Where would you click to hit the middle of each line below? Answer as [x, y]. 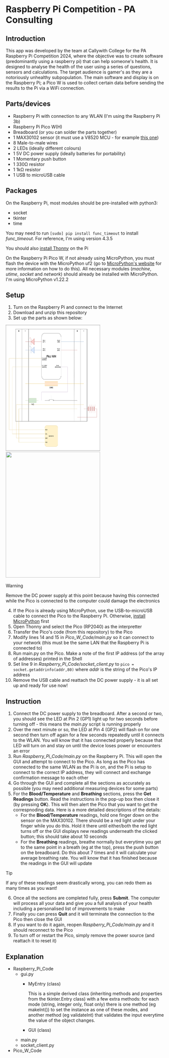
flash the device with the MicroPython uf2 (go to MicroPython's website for [84, 263]
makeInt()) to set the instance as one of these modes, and [88, 1010]
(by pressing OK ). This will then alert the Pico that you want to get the [85, 805]
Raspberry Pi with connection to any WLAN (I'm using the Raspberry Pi [87, 116]
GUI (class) [40, 1030]
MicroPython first [31, 621]
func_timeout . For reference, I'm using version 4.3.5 [59, 238]
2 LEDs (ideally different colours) [47, 148]
